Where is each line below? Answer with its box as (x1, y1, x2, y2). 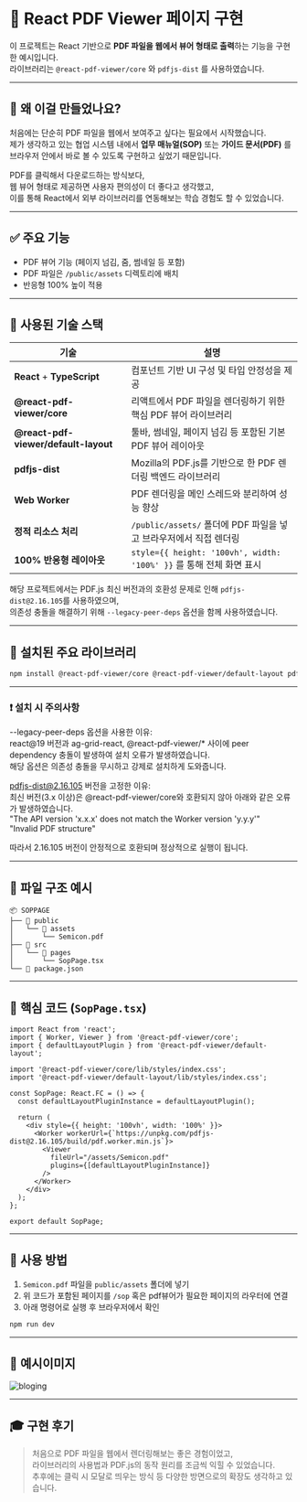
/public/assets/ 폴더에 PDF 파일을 (131, 519, 278, 531)
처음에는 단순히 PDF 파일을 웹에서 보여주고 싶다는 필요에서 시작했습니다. (9, 127, 267, 138)
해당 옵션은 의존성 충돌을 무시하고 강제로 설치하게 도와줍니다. (9, 761, 227, 772)
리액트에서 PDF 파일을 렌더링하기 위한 (131, 395, 286, 408)
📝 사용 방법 (9, 1252, 69, 1268)
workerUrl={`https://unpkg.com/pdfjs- (67, 1129, 215, 1138)
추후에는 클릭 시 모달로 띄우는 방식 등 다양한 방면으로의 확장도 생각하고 (31, 1471, 283, 1482)
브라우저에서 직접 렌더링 (142, 532, 240, 545)
